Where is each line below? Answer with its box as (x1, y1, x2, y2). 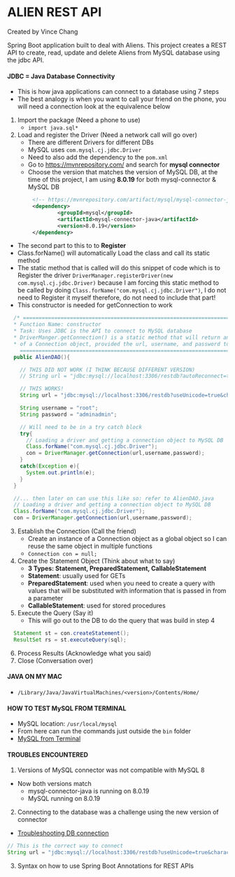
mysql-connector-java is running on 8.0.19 (27, 787, 150, 795)
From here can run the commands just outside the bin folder (17, 727, 191, 736)
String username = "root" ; (20, 405, 99, 412)
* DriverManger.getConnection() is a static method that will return (13, 334, 220, 342)
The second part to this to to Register (17, 241, 127, 250)
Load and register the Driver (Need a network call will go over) (17, 131, 198, 139)
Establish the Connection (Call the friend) (17, 527, 136, 535)
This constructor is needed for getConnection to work (17, 301, 173, 309)
